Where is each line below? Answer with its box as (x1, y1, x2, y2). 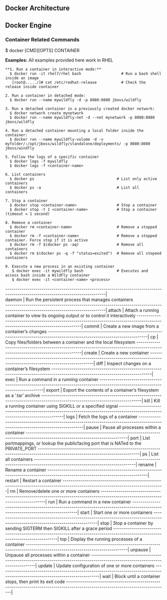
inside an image (5, 76, 39, 81)
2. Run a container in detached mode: (5, 93, 86, 98)
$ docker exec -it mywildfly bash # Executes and (11, 268, 149, 273)
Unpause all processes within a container (5, 552, 90, 558)
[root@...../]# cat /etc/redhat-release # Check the (11, 80, 146, 85)
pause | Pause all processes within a (86, 424, 161, 430)
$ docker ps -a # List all (9, 185, 140, 190)
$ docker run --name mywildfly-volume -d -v (9, 137, 104, 142)
